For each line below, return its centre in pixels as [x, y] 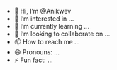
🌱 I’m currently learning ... [52, 26]
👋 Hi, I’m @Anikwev [43, 11]
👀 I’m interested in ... [44, 19]
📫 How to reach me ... [47, 42]
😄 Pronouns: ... [37, 52]
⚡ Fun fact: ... [33, 60]
